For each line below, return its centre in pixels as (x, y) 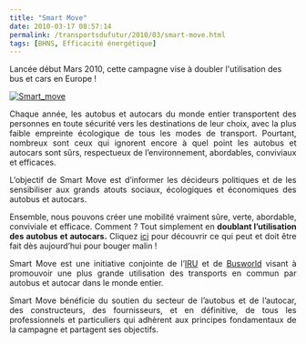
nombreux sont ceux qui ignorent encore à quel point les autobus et (153, 143)
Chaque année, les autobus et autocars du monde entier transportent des (153, 114)
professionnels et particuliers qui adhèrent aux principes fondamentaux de (153, 320)
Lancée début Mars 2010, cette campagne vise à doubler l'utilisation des (146, 69)
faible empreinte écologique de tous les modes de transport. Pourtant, (153, 134)
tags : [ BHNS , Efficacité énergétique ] (83, 43)
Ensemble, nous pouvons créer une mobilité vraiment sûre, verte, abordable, (153, 217)
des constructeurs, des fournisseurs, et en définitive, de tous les (153, 310)
